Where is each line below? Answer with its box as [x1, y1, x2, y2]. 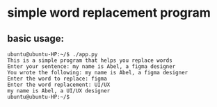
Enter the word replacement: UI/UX [7, 81, 111, 88]
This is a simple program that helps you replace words [7, 57, 172, 64]
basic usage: [7, 33, 65, 44]
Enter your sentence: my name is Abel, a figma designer [7, 63, 176, 70]
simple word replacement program [7, 5, 211, 21]
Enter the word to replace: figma [7, 75, 108, 82]
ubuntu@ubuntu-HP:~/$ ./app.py [7, 51, 98, 58]
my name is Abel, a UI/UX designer [7, 88, 111, 94]
